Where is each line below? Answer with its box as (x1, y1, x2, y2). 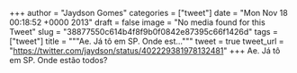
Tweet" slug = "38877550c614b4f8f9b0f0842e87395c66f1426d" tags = (9, 27, 279, 36)
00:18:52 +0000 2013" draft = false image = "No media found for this (9, 17, 265, 28)
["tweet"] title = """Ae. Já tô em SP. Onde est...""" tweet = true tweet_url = (9, 36, 285, 46)
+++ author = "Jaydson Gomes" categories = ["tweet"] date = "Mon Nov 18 (9, 8, 288, 18)
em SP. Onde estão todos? (9, 55, 108, 65)
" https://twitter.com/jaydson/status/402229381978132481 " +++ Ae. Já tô (9, 45, 281, 56)
